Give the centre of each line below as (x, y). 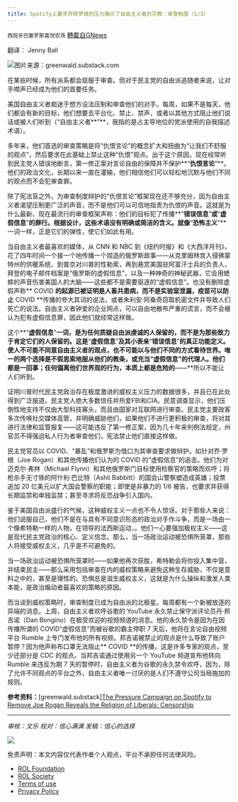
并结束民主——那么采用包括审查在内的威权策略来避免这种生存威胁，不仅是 (116, 569)
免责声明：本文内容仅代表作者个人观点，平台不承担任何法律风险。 (103, 754)
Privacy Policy (38, 791)
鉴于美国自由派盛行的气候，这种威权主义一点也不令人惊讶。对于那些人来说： (119, 510)
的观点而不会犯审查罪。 (41, 181)
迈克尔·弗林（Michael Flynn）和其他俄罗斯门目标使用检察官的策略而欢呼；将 (119, 469)
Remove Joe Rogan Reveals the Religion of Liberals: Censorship (101, 704)
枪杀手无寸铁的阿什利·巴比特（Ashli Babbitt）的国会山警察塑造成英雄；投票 (117, 477)
